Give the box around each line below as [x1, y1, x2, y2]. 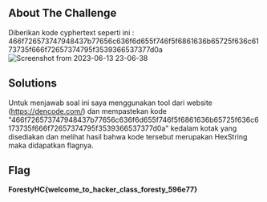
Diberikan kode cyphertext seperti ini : [8, 27, 135, 37]
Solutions [8, 76, 58, 91]
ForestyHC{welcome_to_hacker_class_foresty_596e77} [8, 184, 198, 195]
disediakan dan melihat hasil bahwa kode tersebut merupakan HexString [8, 131, 248, 141]
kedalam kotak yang [170, 123, 237, 133]
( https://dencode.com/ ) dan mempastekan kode [8, 106, 167, 115]
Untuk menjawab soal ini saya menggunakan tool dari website [8, 98, 212, 107]
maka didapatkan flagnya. [8, 140, 94, 150]
